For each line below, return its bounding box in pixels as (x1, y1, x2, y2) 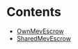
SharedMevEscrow (16, 34, 71, 42)
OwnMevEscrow (16, 27, 64, 35)
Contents (6, 4, 62, 20)
